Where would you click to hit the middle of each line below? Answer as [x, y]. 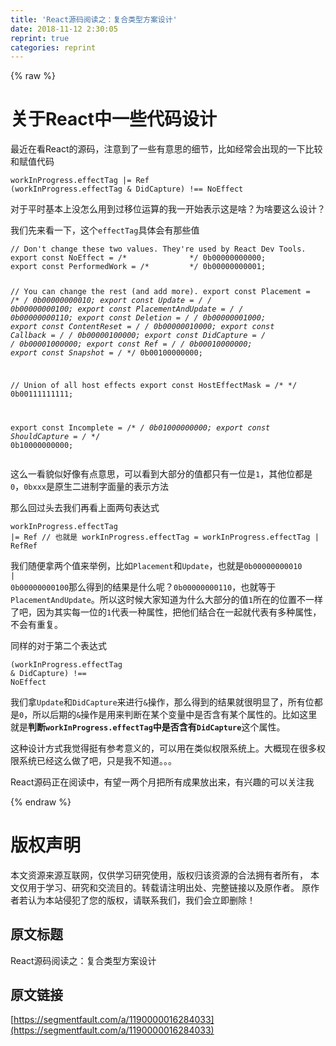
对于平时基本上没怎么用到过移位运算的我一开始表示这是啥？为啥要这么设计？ [168, 209]
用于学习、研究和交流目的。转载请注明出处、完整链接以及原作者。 [163, 887]
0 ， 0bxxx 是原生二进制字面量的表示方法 [89, 486]
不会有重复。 [36, 624]
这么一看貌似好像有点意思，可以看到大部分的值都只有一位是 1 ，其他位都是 [161, 473]
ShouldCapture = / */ [55, 436]
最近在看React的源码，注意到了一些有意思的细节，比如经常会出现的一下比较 [166, 149]
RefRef [24, 546]
